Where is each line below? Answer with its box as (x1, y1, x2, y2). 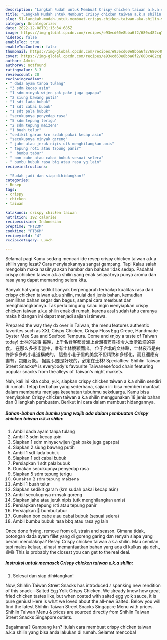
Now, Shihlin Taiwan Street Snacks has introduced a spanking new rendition (5, 582, 161, 588)
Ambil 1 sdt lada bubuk (12, 449, 59, 455)
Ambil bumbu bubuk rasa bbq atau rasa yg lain (12, 518, 109, 524)
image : (5, 30, 19, 35)
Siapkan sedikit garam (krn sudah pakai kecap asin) (12, 486, 118, 492)
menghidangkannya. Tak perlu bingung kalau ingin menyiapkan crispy (5, 302, 149, 308)
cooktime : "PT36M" (5, 229, 44, 234)
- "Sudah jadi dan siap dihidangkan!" (5, 173, 86, 178)
